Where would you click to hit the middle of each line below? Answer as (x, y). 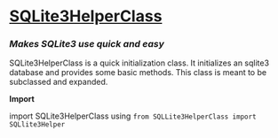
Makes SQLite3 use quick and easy (87, 44)
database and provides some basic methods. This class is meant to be (138, 73)
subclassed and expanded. (59, 82)
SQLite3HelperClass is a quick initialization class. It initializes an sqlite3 (139, 63)
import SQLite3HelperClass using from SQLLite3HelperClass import (133, 116)
